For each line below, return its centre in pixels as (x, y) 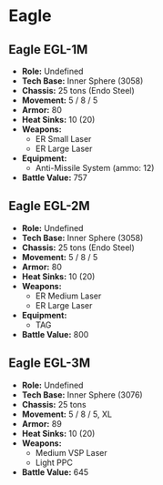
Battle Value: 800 (55, 334)
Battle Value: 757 (55, 177)
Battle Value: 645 (55, 472)
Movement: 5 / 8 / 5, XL (67, 414)
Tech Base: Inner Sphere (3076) (82, 394)
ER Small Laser (63, 139)
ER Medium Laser (68, 296)
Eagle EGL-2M (49, 206)
